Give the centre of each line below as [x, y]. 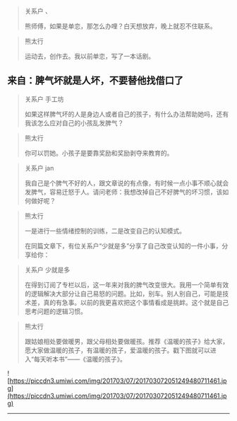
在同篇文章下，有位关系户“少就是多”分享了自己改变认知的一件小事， [123, 246]
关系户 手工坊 [44, 99]
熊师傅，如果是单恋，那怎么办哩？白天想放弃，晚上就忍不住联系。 [120, 26]
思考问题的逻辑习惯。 [55, 311]
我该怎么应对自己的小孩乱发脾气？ [74, 122]
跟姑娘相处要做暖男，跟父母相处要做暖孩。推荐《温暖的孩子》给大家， [127, 341]
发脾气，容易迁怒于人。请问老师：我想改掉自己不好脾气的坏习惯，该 [123, 192]
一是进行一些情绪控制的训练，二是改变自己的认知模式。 [105, 231]
